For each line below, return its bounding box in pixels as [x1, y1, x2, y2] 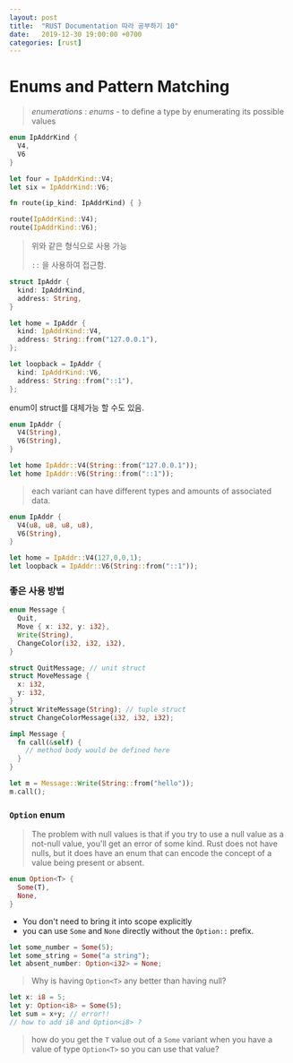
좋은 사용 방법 [9, 584, 65, 596]
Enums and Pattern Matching [9, 77, 230, 97]
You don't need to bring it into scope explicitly [22, 915, 193, 927]
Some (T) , [17, 883, 50, 892]
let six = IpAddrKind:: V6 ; [9, 183, 110, 192]
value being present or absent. [30, 857, 145, 869]
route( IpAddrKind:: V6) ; [9, 223, 99, 233]
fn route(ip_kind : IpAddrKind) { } [9, 199, 142, 208]
